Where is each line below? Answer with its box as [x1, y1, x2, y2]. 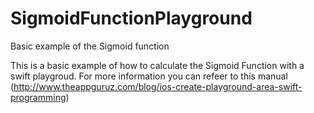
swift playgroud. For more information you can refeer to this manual [10, 70, 288, 82]
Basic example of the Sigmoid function [10, 40, 170, 52]
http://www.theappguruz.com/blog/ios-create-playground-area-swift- [13, 80, 303, 92]
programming [10, 91, 67, 103]
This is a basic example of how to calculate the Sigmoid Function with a [10, 59, 305, 71]
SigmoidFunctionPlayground [10, 7, 253, 30]
